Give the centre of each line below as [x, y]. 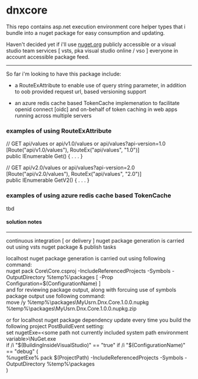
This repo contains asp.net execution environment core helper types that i [96, 27]
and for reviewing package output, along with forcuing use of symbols [91, 289]
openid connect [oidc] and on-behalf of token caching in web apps [96, 109]
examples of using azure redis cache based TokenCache [89, 195]
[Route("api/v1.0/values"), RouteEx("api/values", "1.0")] [73, 150]
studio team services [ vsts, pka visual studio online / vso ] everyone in [92, 50]
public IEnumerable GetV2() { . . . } [48, 180]
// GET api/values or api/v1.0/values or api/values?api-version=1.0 [86, 144]
